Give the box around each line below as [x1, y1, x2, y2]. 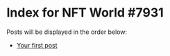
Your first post [16, 41, 58, 49]
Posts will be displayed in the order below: [6, 28, 128, 36]
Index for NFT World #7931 [6, 5, 164, 21]
